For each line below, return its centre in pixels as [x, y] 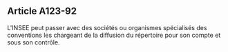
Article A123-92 [42, 11]
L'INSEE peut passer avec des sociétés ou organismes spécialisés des [107, 27]
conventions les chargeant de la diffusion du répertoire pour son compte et [114, 35]
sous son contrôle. [34, 42]
